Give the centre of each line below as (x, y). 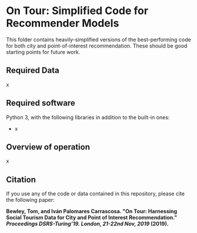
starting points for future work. (43, 52)
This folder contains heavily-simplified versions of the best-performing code (98, 39)
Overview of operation (48, 147)
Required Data (33, 71)
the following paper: (30, 200)
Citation (21, 179)
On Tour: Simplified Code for (77, 11)
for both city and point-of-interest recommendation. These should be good (97, 46)
